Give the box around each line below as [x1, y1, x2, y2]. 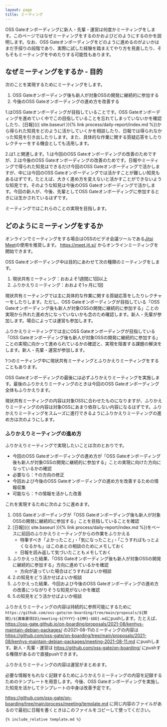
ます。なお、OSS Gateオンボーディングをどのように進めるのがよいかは [13, 39, 160, 45]
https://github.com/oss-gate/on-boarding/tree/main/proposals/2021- [5, 632, 147, 638]
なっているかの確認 [12, 466, 52, 472]
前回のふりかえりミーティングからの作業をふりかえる [21, 531, 131, 537]
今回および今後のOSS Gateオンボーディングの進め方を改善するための [12, 478, 155, 484]
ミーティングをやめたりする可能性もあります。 [18, 51, 114, 58]
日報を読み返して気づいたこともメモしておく [19, 549, 112, 555]
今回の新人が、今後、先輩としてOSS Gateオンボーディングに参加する [13, 189, 156, 195]
